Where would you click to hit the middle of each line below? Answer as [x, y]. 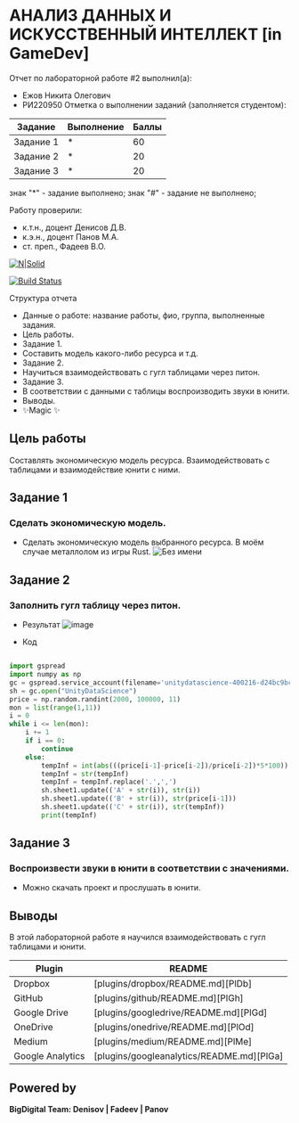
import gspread [37, 666]
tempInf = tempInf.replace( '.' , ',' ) [109, 782]
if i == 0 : [45, 741]
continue [57, 749]
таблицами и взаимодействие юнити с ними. [95, 470]
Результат [41, 625]
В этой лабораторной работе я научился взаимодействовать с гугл [137, 938]
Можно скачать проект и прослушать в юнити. [111, 888]
